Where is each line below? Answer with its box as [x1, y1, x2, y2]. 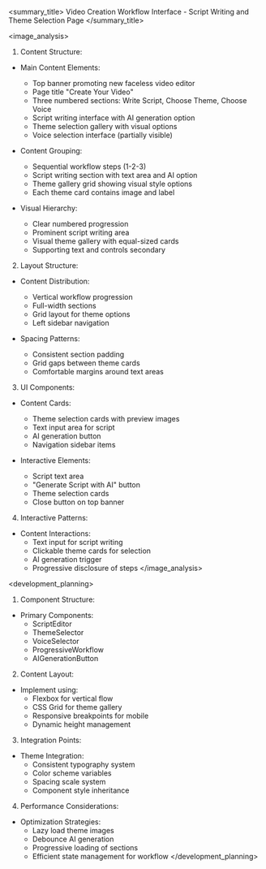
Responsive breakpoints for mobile [32, 711, 149, 720]
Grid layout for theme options [32, 309, 131, 319]
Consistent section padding [32, 349, 125, 359]
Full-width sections [32, 300, 97, 310]
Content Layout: [19, 669, 75, 679]
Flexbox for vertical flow [32, 694, 114, 703]
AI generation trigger [32, 555, 102, 564]
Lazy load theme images [32, 826, 115, 835]
